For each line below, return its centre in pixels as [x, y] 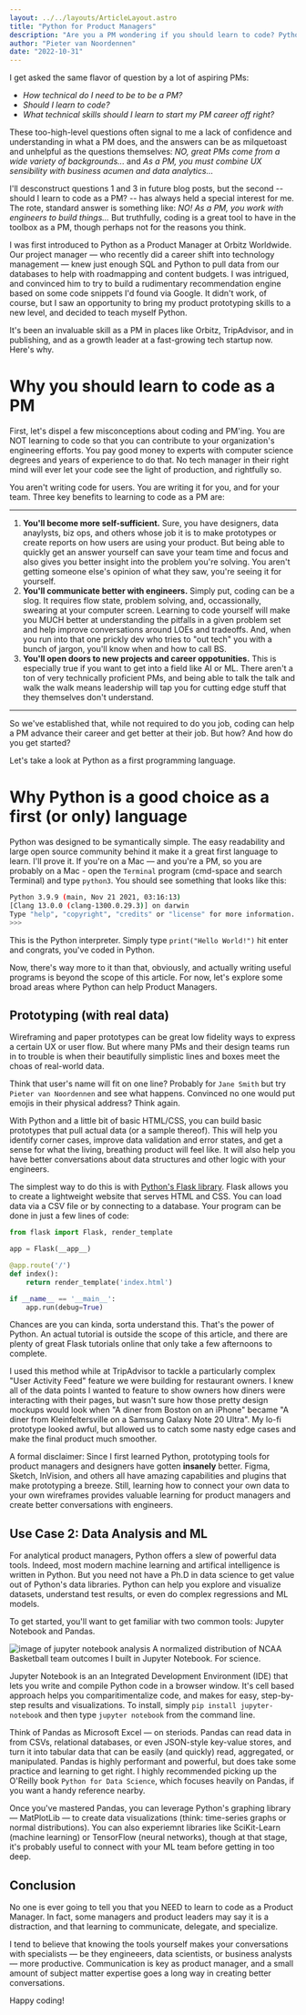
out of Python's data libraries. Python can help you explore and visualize [145, 1584]
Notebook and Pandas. [52, 1632]
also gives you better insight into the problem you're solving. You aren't [156, 562]
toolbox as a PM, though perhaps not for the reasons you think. [128, 228]
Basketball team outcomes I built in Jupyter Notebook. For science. [135, 1659]
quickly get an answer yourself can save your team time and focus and [155, 553]
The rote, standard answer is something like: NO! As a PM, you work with [147, 208]
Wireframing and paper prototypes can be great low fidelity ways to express [153, 1037]
